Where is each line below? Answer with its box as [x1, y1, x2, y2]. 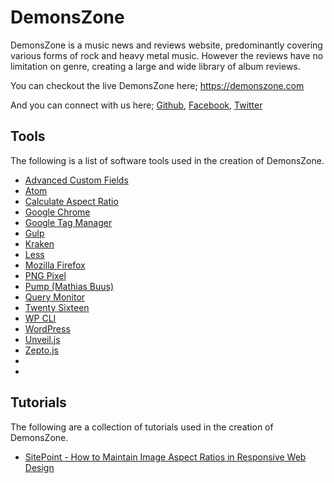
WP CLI [24, 312, 57, 324]
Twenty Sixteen [24, 301, 90, 313]
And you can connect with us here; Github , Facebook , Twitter [10, 99, 263, 111]
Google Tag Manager [24, 216, 113, 228]
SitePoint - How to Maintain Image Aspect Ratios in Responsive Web [24, 451, 307, 463]
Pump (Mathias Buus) [24, 280, 115, 292]
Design [24, 461, 55, 473]
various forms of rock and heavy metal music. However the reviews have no [10, 49, 324, 61]
